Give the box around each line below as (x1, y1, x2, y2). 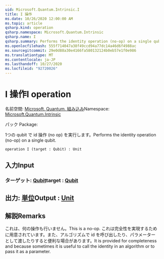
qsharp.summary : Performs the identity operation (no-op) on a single (5, 39, 152, 44)
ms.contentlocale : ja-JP (5, 57, 56, 62)
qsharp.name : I (5, 35, 36, 40)
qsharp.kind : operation (5, 25, 54, 30)
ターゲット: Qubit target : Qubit (5, 177, 79, 184)
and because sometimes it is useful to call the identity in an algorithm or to (5, 243, 155, 249)
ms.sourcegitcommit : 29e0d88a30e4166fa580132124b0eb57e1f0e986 (5, 48, 137, 53)
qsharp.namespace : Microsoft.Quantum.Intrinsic (5, 30, 104, 35)
